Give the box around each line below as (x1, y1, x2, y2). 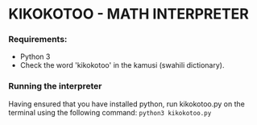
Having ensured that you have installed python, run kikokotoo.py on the (8, 98, 246, 109)
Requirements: (8, 34, 68, 45)
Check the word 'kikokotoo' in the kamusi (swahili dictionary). (19, 60, 225, 70)
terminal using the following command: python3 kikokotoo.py (8, 107, 212, 117)
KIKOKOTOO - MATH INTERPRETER (8, 5, 250, 23)
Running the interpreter (8, 81, 102, 92)
